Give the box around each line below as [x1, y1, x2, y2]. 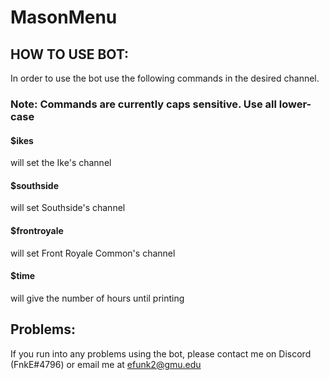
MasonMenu [10, 6, 118, 29]
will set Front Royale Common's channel [10, 247, 176, 259]
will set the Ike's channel [10, 157, 112, 169]
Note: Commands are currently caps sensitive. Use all [10, 97, 277, 111]
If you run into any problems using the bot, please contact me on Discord [10, 347, 312, 360]
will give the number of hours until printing [10, 292, 185, 304]
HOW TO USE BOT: [10, 46, 130, 63]
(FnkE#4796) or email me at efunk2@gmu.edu [10, 358, 202, 370]
